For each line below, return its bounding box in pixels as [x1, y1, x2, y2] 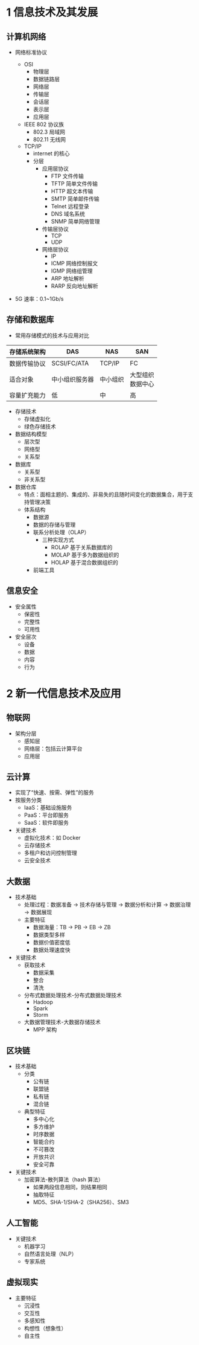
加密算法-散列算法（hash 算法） [24, 1176, 104, 1183]
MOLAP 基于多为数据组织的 [51, 551, 119, 558]
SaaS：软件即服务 [24, 819, 69, 827]
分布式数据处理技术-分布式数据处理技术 [24, 992, 122, 999]
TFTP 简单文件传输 [51, 180, 98, 187]
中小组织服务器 [51, 375, 95, 384]
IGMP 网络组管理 [51, 267, 93, 274]
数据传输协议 [9, 359, 46, 367]
